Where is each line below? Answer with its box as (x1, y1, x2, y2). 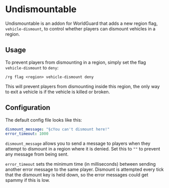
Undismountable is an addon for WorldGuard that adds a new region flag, (5, 20, 158, 26)
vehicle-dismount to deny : (5, 64, 59, 70)
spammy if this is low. (5, 177, 50, 183)
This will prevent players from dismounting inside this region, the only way (5, 83, 160, 89)
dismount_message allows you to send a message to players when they (5, 140, 151, 146)
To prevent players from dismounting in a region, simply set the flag (5, 59, 146, 65)
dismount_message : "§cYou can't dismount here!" (5, 127, 110, 132)
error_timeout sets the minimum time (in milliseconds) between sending (5, 161, 156, 167)
